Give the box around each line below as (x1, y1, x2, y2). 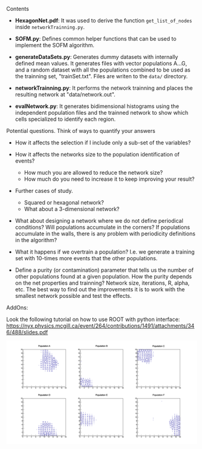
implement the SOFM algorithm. (15, 42, 95, 49)
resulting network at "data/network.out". (15, 91, 116, 98)
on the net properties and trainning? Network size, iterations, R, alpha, (15, 279, 190, 286)
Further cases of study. (15, 187, 74, 194)
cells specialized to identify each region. (15, 115, 116, 123)
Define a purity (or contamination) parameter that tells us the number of (15, 266, 194, 274)
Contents (6, 5, 29, 12)
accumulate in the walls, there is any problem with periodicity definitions (15, 230, 195, 237)
